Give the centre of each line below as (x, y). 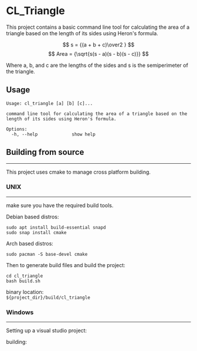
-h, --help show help (53, 134)
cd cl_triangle (25, 276)
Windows (20, 312)
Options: (17, 129)
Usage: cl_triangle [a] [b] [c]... (50, 103)
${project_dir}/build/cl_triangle (48, 298)
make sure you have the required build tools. (60, 205)
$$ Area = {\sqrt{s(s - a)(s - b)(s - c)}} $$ (98, 53)
